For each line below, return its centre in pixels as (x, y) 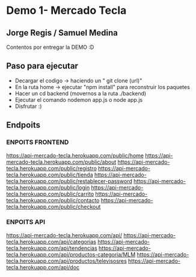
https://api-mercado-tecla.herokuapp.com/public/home (75, 155)
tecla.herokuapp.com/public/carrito (50, 194)
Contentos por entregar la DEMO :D (50, 47)
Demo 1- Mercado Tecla (66, 11)
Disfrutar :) (28, 106)
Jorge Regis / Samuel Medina (62, 33)
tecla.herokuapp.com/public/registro (52, 168)
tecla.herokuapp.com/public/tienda (50, 175)
